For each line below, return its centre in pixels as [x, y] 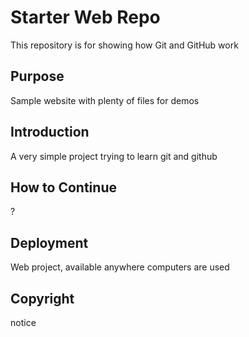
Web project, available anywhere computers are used [120, 267]
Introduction [50, 132]
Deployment [49, 242]
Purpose [37, 76]
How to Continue [63, 187]
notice [23, 322]
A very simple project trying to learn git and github [114, 156]
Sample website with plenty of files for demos [105, 100]
